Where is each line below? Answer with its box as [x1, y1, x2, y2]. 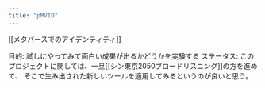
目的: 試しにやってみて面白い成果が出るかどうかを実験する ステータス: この [8, 51, 255, 60]
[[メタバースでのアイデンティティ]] [8, 34, 121, 44]
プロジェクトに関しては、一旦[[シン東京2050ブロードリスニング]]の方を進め [8, 61, 258, 71]
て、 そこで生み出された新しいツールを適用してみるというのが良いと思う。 [8, 71, 252, 80]
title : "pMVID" [8, 11, 59, 20]
